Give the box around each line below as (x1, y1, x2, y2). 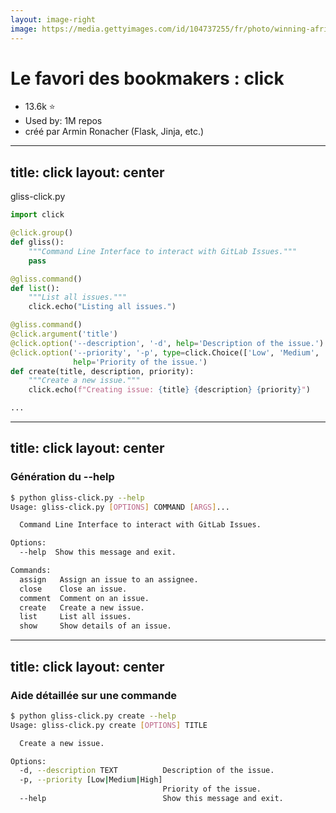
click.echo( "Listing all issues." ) (28, 302, 177, 312)
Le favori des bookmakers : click (10, 67, 285, 90)
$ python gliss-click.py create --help (10, 711, 177, 721)
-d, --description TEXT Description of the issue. (19, 766, 275, 776)
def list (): (10, 283, 60, 293)
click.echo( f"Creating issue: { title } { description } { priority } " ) (28, 385, 311, 395)
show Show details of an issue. (19, 621, 172, 631)
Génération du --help (10, 470, 115, 484)
